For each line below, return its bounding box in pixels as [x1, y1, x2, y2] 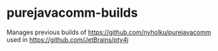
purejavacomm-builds [6, 5, 138, 21]
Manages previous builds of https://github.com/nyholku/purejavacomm [6, 28, 211, 36]
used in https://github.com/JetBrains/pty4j [6, 35, 129, 43]
